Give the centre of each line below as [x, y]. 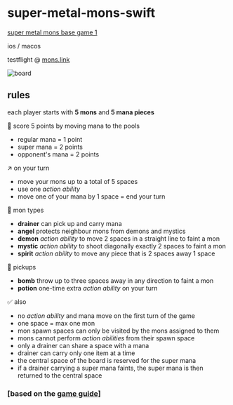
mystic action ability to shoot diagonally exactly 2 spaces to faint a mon [121, 246]
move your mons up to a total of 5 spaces [78, 181]
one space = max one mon [56, 323]
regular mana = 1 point [50, 139]
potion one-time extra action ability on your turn [87, 288]
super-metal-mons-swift [81, 13]
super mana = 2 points [50, 147]
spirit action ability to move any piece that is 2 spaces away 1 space [116, 253]
